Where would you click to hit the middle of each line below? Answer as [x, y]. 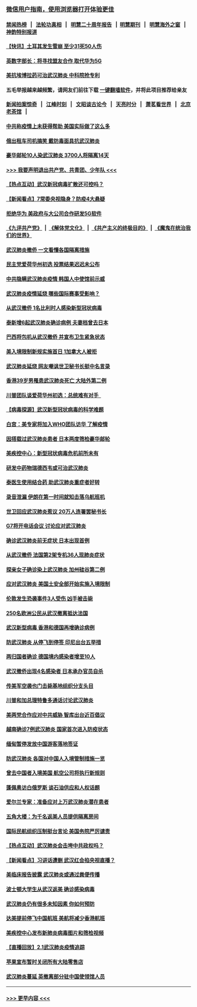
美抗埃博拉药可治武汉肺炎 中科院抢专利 [53, 75]
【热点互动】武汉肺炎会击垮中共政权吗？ [55, 846]
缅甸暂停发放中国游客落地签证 [42, 744]
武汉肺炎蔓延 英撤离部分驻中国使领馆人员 [56, 976]
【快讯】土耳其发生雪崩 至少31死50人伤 [54, 46]
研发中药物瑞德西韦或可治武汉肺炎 [47, 467]
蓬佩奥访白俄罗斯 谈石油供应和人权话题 [53, 787]
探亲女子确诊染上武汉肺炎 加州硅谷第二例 [56, 569]
